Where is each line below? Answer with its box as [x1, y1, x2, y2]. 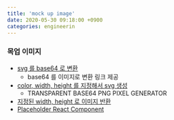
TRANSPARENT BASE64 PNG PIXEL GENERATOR [27, 89, 167, 97]
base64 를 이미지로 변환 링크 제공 [27, 72, 119, 81]
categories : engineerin [7, 23, 76, 30]
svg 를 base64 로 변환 [17, 63, 78, 72]
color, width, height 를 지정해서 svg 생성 [17, 81, 128, 90]
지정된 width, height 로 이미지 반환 [17, 97, 111, 106]
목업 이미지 [7, 47, 42, 57]
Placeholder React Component [17, 105, 105, 113]
